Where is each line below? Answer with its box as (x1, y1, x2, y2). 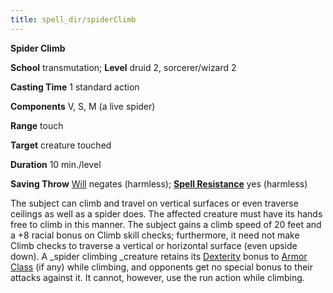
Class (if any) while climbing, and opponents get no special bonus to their (10, 261, 314, 273)
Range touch (10, 119, 64, 131)
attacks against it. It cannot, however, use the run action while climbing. (10, 271, 305, 283)
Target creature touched (10, 139, 112, 151)
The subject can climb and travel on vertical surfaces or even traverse (10, 197, 299, 209)
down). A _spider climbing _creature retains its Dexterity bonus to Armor (10, 250, 308, 262)
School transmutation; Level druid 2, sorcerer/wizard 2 (10, 61, 237, 73)
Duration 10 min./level (10, 158, 102, 170)
